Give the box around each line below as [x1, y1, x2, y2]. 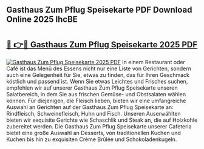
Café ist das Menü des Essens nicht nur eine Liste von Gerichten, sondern [6, 65, 191, 72]
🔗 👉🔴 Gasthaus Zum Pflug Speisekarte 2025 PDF [6, 39, 198, 50]
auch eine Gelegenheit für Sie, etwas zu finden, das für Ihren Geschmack [6, 71, 190, 78]
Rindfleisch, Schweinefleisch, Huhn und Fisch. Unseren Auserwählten [6, 110, 181, 117]
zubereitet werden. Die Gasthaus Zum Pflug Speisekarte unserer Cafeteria [6, 123, 192, 130]
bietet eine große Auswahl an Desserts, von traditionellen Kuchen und [6, 130, 181, 136]
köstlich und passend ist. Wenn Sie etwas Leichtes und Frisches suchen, [6, 78, 188, 85]
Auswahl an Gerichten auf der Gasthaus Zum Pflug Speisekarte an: [6, 104, 174, 111]
